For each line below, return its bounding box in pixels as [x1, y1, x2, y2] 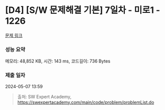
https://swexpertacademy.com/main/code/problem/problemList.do [17, 99, 155, 105]
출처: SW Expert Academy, [17, 94, 72, 100]
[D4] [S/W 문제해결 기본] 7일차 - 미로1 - [5, 4, 161, 16]
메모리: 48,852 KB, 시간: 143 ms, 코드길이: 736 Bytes [5, 58, 111, 64]
